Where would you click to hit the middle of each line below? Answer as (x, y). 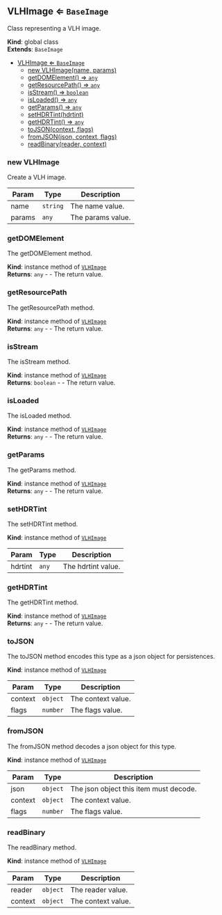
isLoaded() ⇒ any (52, 100)
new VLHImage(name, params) (72, 70)
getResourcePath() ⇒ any (64, 85)
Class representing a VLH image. (54, 28)
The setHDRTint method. (43, 524)
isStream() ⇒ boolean (58, 92)
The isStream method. (39, 362)
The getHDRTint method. (43, 602)
